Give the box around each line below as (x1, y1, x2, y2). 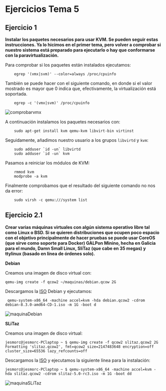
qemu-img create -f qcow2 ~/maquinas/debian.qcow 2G (5, 280, 116, 285)
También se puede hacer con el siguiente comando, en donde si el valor (5, 81, 153, 86)
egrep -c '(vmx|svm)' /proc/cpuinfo (14, 100, 90, 105)
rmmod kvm (14, 170, 35, 175)
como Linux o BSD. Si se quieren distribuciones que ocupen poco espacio (5, 229, 160, 235)
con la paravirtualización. (5, 52, 59, 58)
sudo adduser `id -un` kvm (14, 151, 70, 156)
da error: (5, 188, 23, 194)
